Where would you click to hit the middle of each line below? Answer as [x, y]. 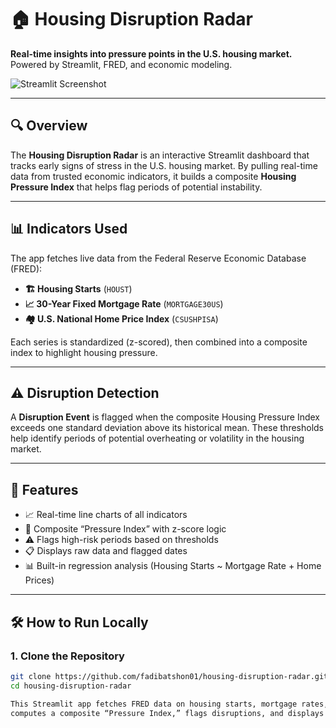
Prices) [39, 580]
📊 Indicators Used [69, 229]
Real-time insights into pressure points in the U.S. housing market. [151, 53]
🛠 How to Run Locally [79, 622]
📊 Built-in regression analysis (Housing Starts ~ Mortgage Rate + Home [173, 566]
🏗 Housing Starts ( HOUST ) [78, 288]
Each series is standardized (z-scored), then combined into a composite [159, 342]
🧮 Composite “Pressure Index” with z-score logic [125, 529]
